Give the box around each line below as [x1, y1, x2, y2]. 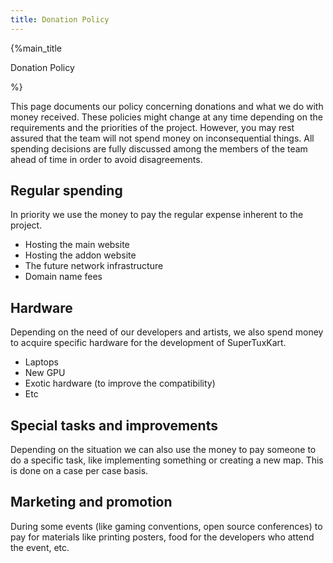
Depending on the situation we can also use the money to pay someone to [10, 444, 317, 456]
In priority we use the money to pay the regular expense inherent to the [10, 209, 304, 221]
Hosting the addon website [24, 249, 137, 261]
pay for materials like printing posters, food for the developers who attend [10, 531, 315, 543]
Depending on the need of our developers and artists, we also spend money [10, 326, 324, 338]
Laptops [24, 356, 59, 368]
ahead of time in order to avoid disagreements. [10, 153, 203, 165]
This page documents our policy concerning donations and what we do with [10, 100, 324, 112]
